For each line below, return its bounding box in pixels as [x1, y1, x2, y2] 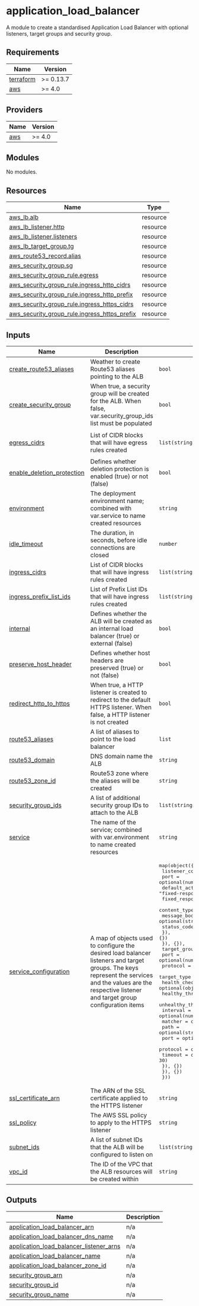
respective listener [90, 986, 142, 994]
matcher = [162, 1019, 188, 1024]
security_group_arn [9, 1271, 63, 1279]
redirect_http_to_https [9, 700, 70, 707]
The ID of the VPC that [90, 1160, 153, 1168]
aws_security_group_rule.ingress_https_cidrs [9, 300, 134, 308]
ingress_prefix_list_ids [9, 593, 71, 600]
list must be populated [90, 419, 152, 427]
